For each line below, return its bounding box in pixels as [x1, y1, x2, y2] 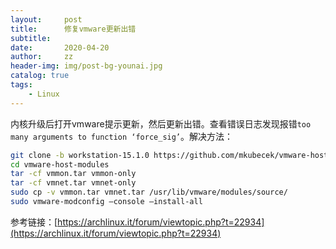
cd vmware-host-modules [10, 159, 110, 170]
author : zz [10, 52, 74, 62]
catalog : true [10, 71, 70, 81]
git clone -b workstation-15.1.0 [10, 150, 150, 160]
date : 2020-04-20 [10, 42, 110, 53]
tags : [10, 80, 33, 90]
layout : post [10, 14, 83, 25]
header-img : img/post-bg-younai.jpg [10, 61, 163, 71]
